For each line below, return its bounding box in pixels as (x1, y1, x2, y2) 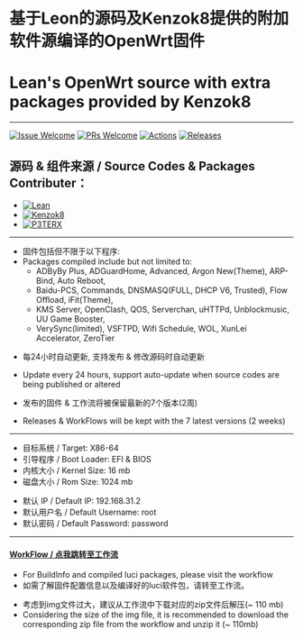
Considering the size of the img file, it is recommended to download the (22, 609, 289, 620)
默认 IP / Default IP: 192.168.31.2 (22, 495, 142, 506)
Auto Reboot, (57, 275, 106, 286)
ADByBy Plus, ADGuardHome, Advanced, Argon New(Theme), (35, 265, 268, 276)
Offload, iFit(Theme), (35, 294, 115, 305)
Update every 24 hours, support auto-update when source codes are (22, 369, 280, 379)
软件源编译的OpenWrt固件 (9, 31, 206, 51)
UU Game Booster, (35, 313, 106, 324)
